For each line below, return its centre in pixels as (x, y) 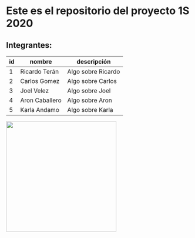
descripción (94, 62)
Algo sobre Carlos (92, 81)
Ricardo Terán (40, 72)
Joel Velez (35, 91)
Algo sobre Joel (89, 91)
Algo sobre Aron (90, 100)
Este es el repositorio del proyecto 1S (98, 11)
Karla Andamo (40, 110)
